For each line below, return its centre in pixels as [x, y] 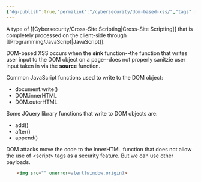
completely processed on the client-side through [67, 35]
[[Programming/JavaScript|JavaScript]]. [55, 41]
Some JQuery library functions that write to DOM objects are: [82, 113]
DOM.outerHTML [36, 102]
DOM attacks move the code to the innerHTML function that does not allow [99, 149]
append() [26, 138]
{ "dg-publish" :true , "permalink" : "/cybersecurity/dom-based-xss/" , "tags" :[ [102, 12]
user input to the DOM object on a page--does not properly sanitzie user [96, 59]
